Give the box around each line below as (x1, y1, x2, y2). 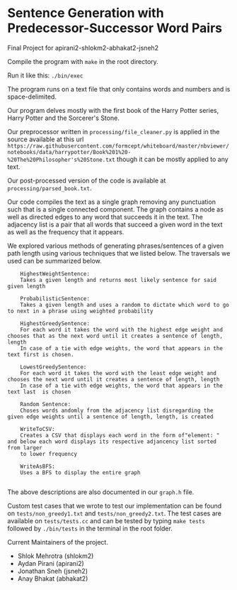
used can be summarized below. (7, 256, 102, 265)
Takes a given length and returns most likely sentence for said (20, 276, 217, 283)
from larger (7, 444, 42, 452)
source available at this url (7, 135, 84, 143)
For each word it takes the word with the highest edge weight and (20, 326, 223, 333)
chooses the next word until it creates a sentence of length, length (7, 376, 220, 383)
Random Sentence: (20, 400, 71, 408)
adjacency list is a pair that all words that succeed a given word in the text (7, 220, 223, 229)
